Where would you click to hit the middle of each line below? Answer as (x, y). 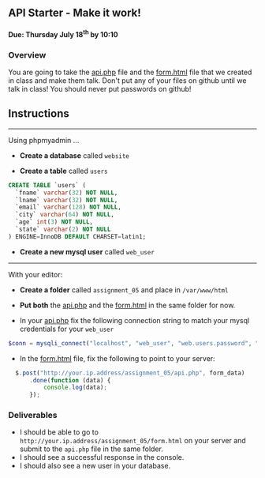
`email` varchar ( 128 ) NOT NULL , (69, 207)
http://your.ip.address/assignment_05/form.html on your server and (132, 441)
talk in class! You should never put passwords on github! (100, 88)
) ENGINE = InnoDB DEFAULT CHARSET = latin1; (77, 236)
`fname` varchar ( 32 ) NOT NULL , (67, 193)
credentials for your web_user (67, 329)
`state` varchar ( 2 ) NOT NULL (63, 229)
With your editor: (35, 274)
